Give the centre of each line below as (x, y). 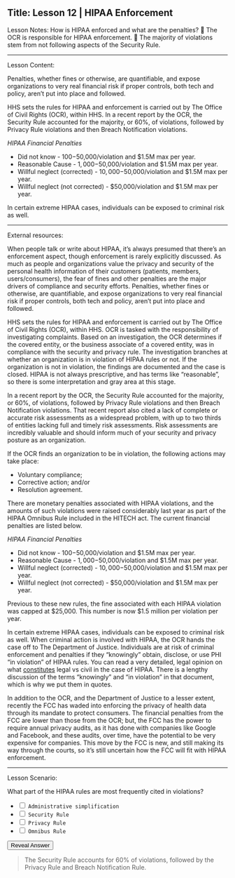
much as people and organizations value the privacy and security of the (111, 263)
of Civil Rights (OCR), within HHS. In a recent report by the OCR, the (105, 114)
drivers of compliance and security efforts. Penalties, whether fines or (108, 286)
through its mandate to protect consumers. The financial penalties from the (115, 712)
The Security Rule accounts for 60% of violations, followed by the (119, 860)
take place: (23, 461)
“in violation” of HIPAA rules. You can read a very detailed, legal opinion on (115, 662)
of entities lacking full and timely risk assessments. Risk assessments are (113, 425)
